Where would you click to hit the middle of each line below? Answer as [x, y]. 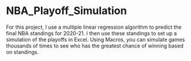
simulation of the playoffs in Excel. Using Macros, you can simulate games [96, 39]
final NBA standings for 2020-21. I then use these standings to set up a [91, 33]
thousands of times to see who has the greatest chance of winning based [95, 46]
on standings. [23, 52]
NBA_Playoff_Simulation [66, 11]
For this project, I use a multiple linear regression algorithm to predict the [94, 27]
